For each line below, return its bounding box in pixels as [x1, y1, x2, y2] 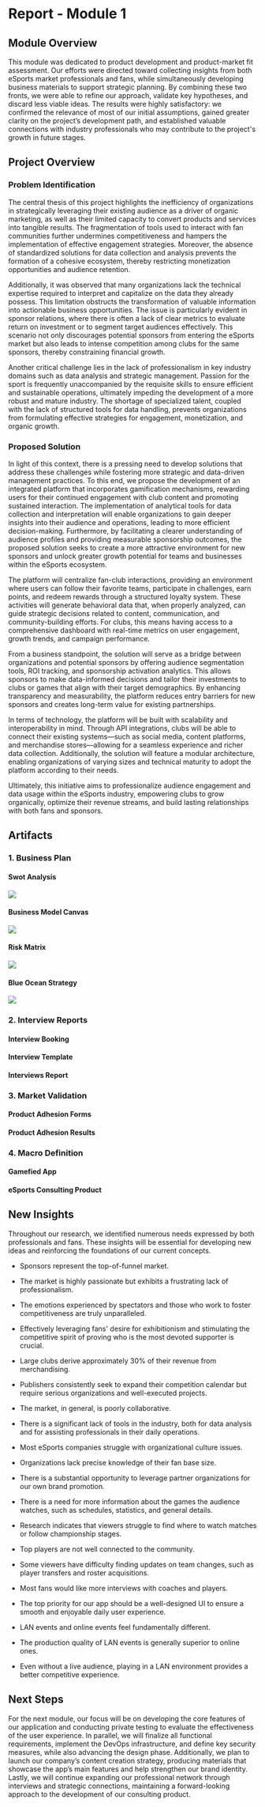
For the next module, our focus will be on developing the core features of [8, 1714, 246, 1723]
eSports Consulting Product [8, 1185, 103, 1195]
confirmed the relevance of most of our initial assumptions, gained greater [8, 108, 250, 117]
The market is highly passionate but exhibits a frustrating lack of [19, 1276, 229, 1286]
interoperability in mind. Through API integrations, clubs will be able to [8, 723, 237, 732]
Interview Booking [8, 1034, 69, 1044]
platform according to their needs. [8, 765, 119, 775]
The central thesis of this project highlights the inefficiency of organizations [8, 197, 254, 206]
